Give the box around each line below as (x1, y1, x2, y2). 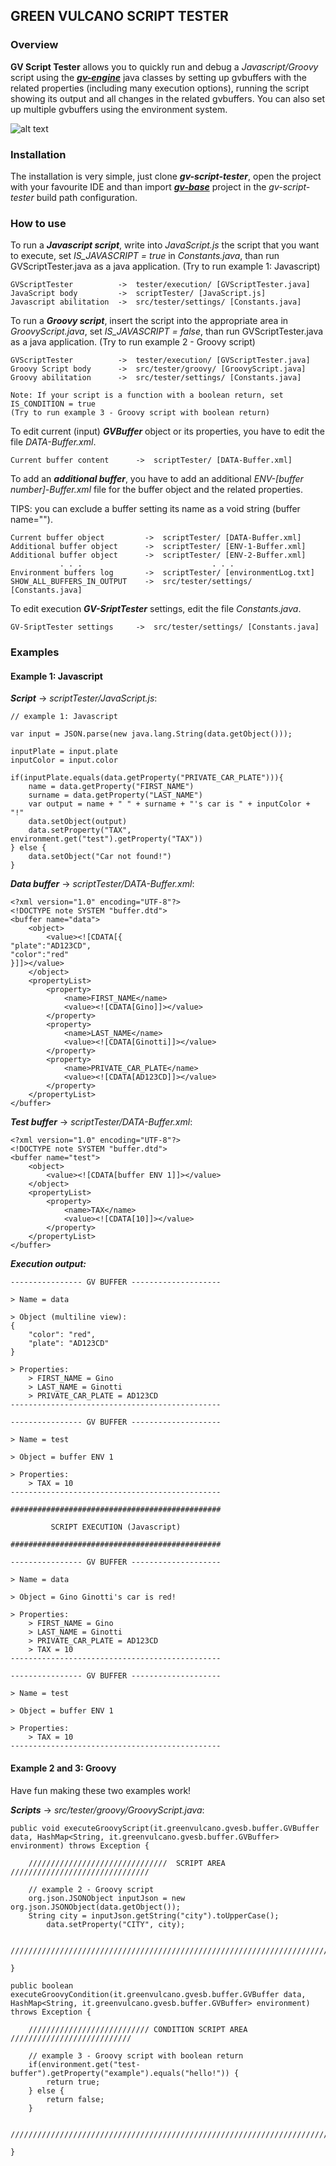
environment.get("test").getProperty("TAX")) (10, 834, 203, 844)
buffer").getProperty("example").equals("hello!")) (10, 2068, 230, 2078)
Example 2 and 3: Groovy (10, 1762, 117, 1774)
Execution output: (10, 1258, 87, 1270)
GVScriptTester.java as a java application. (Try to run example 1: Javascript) (10, 260, 321, 273)
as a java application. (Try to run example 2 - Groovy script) (10, 336, 256, 348)
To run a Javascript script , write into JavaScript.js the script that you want (10, 239, 320, 251)
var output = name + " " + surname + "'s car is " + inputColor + (28, 799, 311, 809)
